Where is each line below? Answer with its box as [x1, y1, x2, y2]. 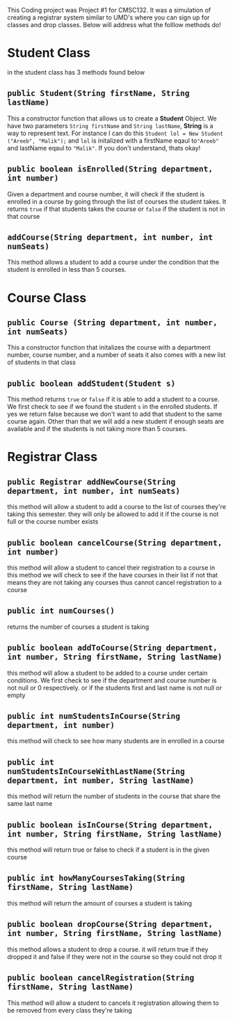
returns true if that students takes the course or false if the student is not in [7, 205, 225, 213]
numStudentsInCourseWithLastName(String [7, 766, 186, 776]
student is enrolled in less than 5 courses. [7, 265, 127, 274]
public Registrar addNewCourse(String [7, 476, 176, 487]
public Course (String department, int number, [7, 317, 218, 327]
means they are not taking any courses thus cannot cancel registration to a [7, 578, 222, 586]
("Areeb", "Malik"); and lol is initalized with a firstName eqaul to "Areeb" [7, 136, 219, 145]
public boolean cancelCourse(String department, [7, 538, 223, 547]
